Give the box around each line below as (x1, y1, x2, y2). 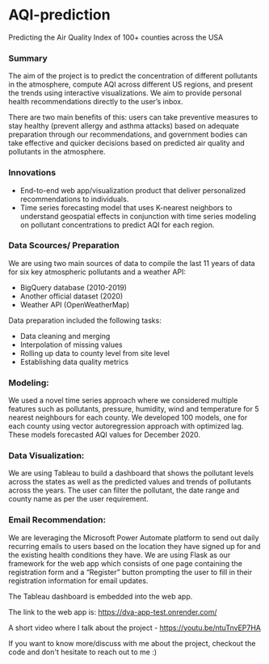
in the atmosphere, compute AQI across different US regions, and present (8, 79, 253, 90)
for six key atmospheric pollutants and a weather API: (8, 267, 187, 277)
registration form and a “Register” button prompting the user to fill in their (8, 567, 253, 577)
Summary (8, 53, 48, 64)
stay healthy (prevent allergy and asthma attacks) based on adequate (8, 121, 240, 131)
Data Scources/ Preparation (8, 240, 120, 252)
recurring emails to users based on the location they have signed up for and (8, 541, 261, 551)
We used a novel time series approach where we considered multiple (8, 395, 238, 405)
